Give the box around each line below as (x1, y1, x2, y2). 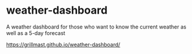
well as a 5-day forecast (6, 29, 66, 36)
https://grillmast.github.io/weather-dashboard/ (6, 41, 120, 48)
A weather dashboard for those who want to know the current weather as (6, 23, 187, 30)
